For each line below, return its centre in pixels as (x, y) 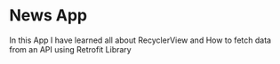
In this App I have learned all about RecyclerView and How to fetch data (140, 40)
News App (48, 16)
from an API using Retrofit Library (70, 49)
